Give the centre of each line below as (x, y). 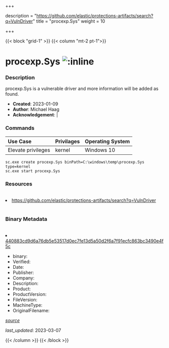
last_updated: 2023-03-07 (33, 331)
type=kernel (18, 167)
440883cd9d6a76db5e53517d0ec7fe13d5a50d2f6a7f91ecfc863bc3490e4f (84, 241)
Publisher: (23, 273)
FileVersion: (25, 300)
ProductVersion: (30, 294)
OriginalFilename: (31, 311)
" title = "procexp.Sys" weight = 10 (69, 21)
